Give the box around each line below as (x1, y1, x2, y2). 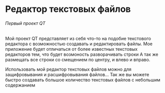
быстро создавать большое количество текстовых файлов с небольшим (5, 77, 160, 83)
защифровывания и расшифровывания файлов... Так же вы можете (5, 72, 149, 78)
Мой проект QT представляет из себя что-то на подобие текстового (5, 36, 151, 42)
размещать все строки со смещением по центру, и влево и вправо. (5, 57, 150, 63)
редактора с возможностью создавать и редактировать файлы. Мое (5, 41, 152, 47)
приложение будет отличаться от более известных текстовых (5, 46, 138, 52)
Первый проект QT (5, 20, 46, 26)
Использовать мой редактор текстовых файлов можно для (5, 66, 131, 73)
